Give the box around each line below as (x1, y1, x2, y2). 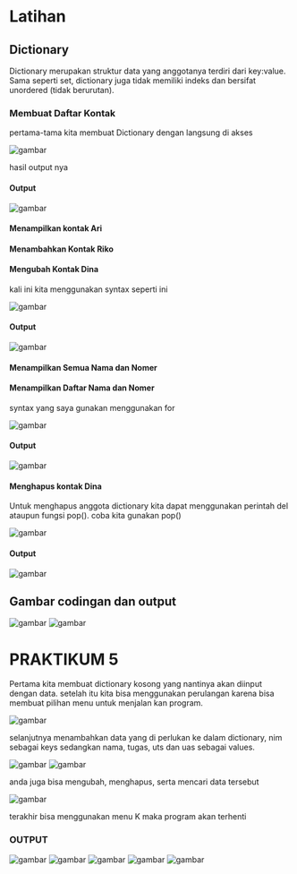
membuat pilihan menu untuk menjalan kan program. (9, 698, 204, 708)
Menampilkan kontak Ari (9, 223, 103, 234)
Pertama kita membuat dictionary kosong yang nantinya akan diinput (9, 679, 262, 690)
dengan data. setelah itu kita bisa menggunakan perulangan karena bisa (9, 688, 275, 699)
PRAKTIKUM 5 (9, 649, 119, 669)
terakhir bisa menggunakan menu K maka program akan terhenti (9, 811, 247, 822)
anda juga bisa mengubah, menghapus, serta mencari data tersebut (9, 776, 259, 787)
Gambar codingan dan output (9, 594, 177, 609)
